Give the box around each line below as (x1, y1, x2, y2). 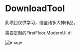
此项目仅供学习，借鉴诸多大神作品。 (5, 19, 78, 25)
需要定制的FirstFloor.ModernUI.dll (5, 30, 73, 35)
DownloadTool (5, 3, 65, 14)
